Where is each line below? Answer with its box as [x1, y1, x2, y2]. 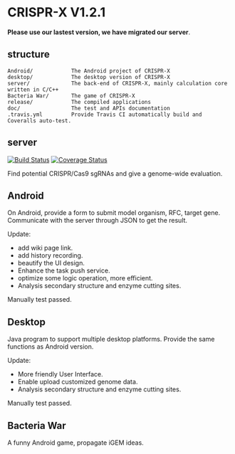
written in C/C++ [7, 86, 59, 93]
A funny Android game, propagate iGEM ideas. [7, 438, 144, 447]
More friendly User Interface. [17, 370, 103, 379]
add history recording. [17, 251, 83, 260]
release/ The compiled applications [7, 98, 152, 105]
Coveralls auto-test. [7, 117, 72, 125]
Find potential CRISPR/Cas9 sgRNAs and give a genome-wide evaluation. [7, 169, 223, 178]
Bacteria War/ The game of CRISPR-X [7, 92, 135, 100]
